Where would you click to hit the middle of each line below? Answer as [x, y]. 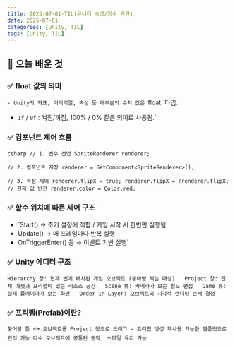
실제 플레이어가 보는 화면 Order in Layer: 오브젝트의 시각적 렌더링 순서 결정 [111, 294]
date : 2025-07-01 [33, 20]
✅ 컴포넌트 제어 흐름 [40, 137]
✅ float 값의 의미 [35, 85]
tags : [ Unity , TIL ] [36, 34]
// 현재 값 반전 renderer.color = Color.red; [72, 189]
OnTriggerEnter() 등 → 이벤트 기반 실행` [73, 242]
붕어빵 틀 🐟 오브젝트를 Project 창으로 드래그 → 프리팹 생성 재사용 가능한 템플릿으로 [117, 329]
